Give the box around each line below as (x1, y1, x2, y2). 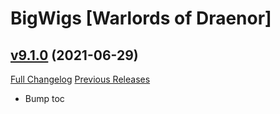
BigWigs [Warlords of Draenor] (10, 7, 272, 30)
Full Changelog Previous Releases (10, 73, 151, 85)
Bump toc (24, 93, 65, 104)
